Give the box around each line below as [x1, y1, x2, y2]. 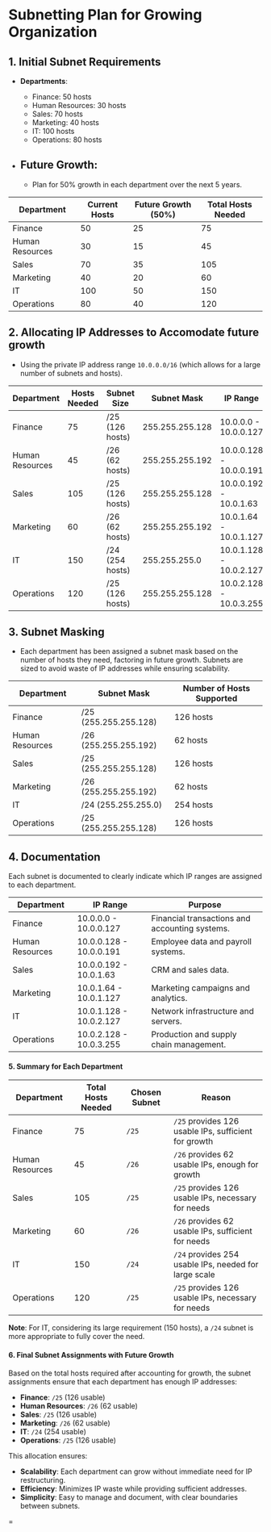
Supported [195, 693, 238, 704]
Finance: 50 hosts [31, 92, 92, 102]
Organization [8, 23, 98, 41]
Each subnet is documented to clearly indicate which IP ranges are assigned [8, 872, 262, 881]
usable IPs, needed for [173, 1259, 259, 1270]
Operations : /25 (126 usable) [19, 1435, 117, 1445]
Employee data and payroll [151, 936, 252, 948]
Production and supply [151, 1029, 237, 1040]
